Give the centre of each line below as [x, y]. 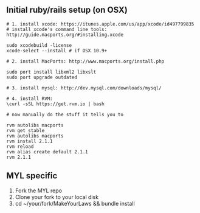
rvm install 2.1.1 [29, 141]
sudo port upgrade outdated [42, 77]
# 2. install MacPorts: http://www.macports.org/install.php [85, 61]
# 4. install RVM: [29, 99]
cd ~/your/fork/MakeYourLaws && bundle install [75, 203]
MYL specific [32, 176]
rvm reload [20, 146]
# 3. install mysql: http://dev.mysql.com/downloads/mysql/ [84, 88]
